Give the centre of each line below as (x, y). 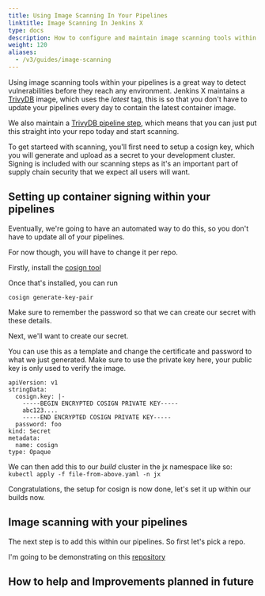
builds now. (27, 497)
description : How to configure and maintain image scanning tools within (132, 38)
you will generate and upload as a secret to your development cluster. (122, 155)
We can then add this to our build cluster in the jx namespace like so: (121, 466)
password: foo (38, 424)
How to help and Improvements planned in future (131, 581)
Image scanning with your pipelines (98, 523)
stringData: (28, 389)
